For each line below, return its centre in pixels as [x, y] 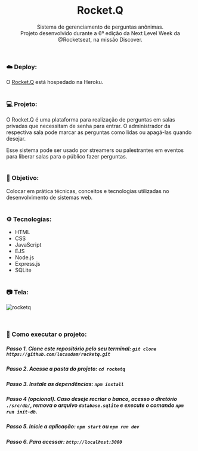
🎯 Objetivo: [23, 178]
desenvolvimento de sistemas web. [49, 197]
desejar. [16, 138]
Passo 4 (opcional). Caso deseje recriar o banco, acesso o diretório [92, 399]
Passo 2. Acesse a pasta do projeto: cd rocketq [66, 369]
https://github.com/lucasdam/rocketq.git [58, 354]
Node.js [24, 257]
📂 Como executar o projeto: [47, 334]
